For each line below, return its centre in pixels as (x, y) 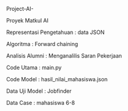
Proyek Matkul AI (27, 20)
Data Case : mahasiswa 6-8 (41, 103)
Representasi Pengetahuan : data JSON (56, 32)
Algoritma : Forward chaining (42, 44)
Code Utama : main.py (34, 67)
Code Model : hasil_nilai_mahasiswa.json (57, 79)
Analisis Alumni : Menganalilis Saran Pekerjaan (64, 56)
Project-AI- (20, 9)
